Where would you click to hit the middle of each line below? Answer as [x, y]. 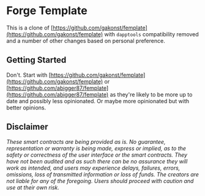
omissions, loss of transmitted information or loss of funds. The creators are [102, 174]
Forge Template [47, 11]
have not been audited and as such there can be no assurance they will [97, 161]
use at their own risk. [33, 187]
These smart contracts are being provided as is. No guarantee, [86, 141]
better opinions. [26, 108]
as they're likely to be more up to [151, 94]
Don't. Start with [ [28, 75]
